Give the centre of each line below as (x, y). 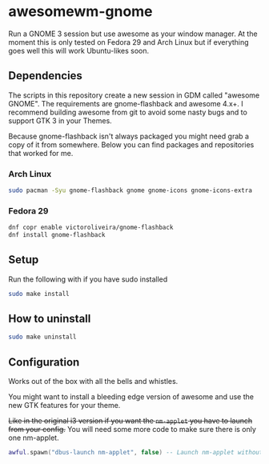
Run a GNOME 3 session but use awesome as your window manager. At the (133, 34)
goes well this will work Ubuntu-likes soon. (79, 50)
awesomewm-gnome (81, 12)
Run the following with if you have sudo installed (88, 279)
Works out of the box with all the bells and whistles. (93, 382)
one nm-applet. (34, 438)
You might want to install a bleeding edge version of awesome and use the (131, 397)
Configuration (44, 362)
